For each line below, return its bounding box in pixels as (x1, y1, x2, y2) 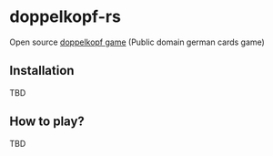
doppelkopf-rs (9, 6, 121, 27)
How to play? (9, 114, 85, 130)
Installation (9, 63, 75, 78)
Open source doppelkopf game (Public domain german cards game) (9, 36, 266, 47)
